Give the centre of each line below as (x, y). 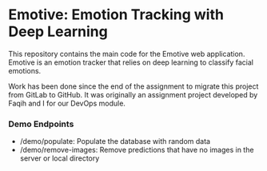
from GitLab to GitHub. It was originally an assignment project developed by (133, 94)
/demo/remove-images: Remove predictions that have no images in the (137, 150)
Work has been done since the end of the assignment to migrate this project (133, 86)
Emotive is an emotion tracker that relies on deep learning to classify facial (131, 62)
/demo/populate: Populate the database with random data (115, 141)
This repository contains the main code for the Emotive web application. (127, 54)
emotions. (25, 70)
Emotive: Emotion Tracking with (116, 15)
